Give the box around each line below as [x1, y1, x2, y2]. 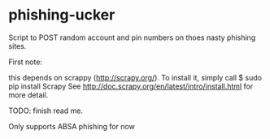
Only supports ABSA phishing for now [8, 121, 136, 131]
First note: [8, 57, 43, 67]
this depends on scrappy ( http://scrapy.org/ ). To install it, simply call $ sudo [8, 72, 263, 82]
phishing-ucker [8, 6, 115, 24]
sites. [8, 41, 27, 50]
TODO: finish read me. [8, 106, 84, 115]
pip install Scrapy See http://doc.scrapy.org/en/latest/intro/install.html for [8, 81, 254, 91]
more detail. [8, 89, 49, 99]
